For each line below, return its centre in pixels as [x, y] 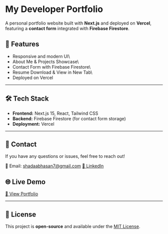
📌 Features [22, 44]
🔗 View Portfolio [22, 194]
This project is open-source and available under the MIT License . [73, 226]
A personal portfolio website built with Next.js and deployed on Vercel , [78, 23]
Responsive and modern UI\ [41, 56]
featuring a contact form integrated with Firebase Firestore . [67, 28]
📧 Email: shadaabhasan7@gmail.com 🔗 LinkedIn [54, 166]
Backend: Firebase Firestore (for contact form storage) [69, 118]
